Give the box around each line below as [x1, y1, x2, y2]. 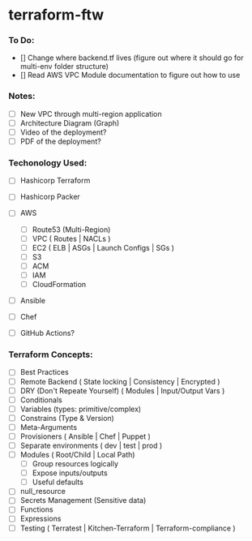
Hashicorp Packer [19, 192, 81, 202]
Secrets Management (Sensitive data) [19, 496, 147, 505]
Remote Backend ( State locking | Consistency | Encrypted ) [19, 376, 220, 386]
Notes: [8, 91, 36, 102]
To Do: [8, 35, 35, 46]
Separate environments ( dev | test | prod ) [19, 440, 163, 450]
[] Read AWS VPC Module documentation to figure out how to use [19, 71, 241, 80]
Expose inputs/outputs [32, 468, 108, 478]
